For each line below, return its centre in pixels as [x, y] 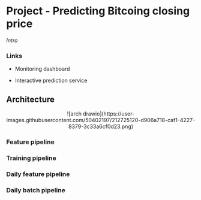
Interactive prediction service [51, 81]
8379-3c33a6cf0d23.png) [101, 126]
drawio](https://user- [109, 114]
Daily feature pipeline [38, 174]
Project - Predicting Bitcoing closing [98, 11]
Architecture [31, 99]
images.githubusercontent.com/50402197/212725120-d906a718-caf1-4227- [101, 120]
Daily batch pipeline [36, 190]
